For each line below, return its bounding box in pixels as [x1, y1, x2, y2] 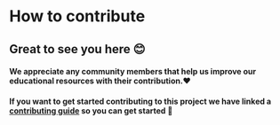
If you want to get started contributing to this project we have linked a [9, 96, 272, 106]
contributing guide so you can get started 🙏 [9, 105, 173, 116]
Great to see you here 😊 [9, 42, 146, 57]
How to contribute [9, 6, 146, 27]
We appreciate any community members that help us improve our [9, 66, 257, 77]
